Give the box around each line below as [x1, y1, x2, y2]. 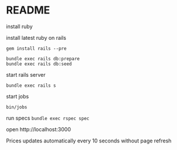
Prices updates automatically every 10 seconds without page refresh [6, 137, 172, 144]
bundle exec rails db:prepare [6, 56, 80, 62]
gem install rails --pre [6, 45, 67, 52]
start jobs [6, 93, 29, 100]
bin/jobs [6, 104, 28, 110]
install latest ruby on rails [6, 34, 66, 41]
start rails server [6, 71, 46, 78]
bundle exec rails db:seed [6, 61, 72, 67]
